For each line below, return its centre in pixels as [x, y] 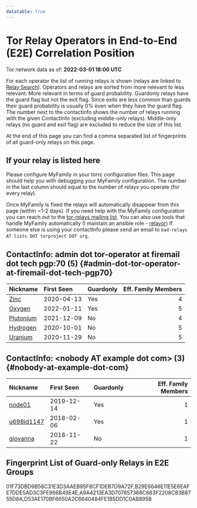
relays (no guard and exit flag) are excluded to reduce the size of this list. [94, 125]
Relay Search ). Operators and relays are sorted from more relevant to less [95, 87]
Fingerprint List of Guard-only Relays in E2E [88, 463]
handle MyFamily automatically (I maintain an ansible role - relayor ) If [89, 223]
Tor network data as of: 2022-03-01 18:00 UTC [64, 69]
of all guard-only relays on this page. [50, 142]
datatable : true [26, 11]
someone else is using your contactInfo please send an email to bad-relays [97, 230]
